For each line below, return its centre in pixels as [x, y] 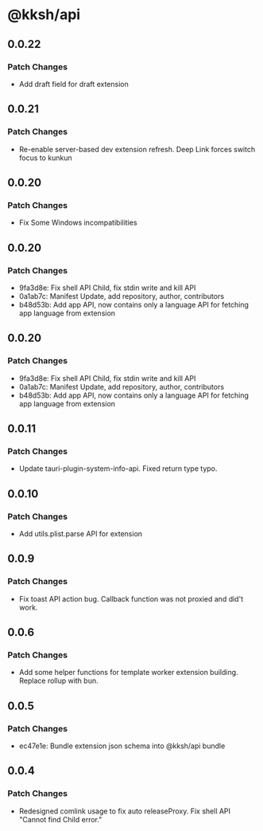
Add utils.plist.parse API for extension [81, 534]
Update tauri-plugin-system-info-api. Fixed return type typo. [118, 468]
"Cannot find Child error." [60, 819]
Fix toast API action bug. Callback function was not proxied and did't [131, 598]
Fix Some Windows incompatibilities [78, 223]
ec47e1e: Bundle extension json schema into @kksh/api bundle [122, 746]
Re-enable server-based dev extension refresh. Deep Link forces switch [137, 149]
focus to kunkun [45, 158]
